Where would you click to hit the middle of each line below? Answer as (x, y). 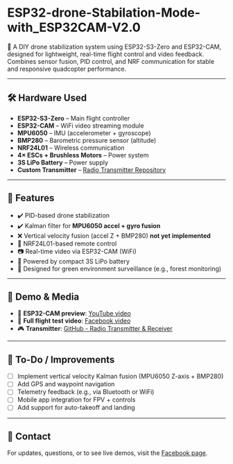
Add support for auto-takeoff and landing (76, 408)
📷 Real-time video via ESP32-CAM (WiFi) (77, 251)
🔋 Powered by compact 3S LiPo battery (74, 261)
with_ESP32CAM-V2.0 (74, 27)
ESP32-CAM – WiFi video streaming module (80, 126)
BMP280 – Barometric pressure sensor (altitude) (87, 140)
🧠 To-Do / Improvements (61, 360)
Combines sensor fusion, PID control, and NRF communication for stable (111, 61)
